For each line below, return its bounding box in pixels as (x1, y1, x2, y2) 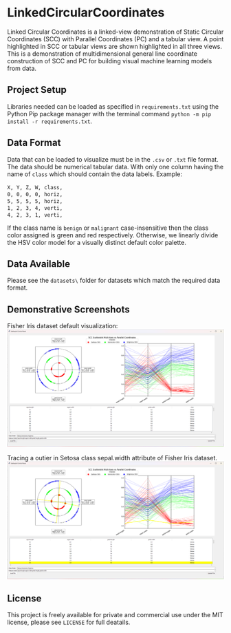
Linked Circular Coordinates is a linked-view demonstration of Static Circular (7, 28, 224, 36)
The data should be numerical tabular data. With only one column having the (7, 162, 224, 171)
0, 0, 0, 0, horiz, (7, 191, 63, 197)
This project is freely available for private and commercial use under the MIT (7, 611, 223, 619)
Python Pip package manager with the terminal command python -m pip (7, 109, 212, 118)
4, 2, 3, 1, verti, (7, 211, 63, 218)
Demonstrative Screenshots (7, 303, 131, 315)
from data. (7, 64, 36, 72)
